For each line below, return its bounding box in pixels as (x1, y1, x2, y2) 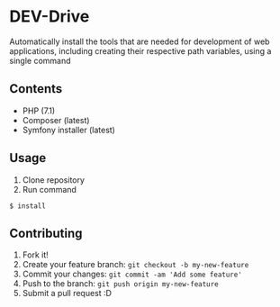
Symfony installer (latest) (22, 124, 115, 135)
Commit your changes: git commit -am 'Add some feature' (22, 268, 243, 280)
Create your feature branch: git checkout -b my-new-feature (22, 259, 249, 270)
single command (9, 55, 71, 66)
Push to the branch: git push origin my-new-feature (22, 278, 219, 289)
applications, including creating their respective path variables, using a (9, 45, 272, 56)
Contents (9, 81, 63, 96)
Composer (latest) (22, 114, 90, 125)
